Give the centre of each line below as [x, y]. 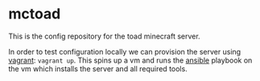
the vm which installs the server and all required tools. [98, 68]
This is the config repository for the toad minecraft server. [104, 36]
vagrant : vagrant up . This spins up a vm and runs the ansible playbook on [130, 60]
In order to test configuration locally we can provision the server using [125, 51]
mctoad [35, 14]
